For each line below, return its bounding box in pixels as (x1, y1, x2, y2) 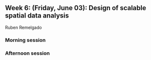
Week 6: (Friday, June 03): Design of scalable (5, 4, 146, 12)
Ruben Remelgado (5, 24, 42, 30)
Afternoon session (5, 50, 50, 57)
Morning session (5, 37, 46, 43)
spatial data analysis (5, 12, 69, 20)
